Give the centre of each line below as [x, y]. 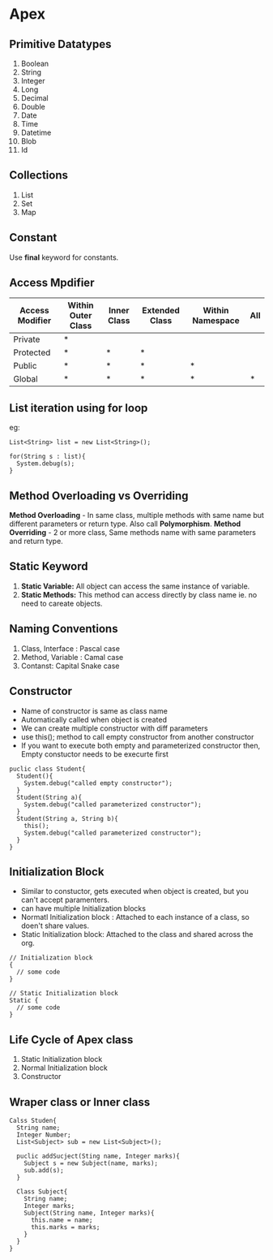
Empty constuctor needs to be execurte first [95, 754]
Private [27, 339]
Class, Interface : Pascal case [70, 648]
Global [26, 379]
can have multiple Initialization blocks [83, 908]
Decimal [34, 98]
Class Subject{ [42, 1191]
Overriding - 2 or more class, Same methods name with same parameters [132, 533]
